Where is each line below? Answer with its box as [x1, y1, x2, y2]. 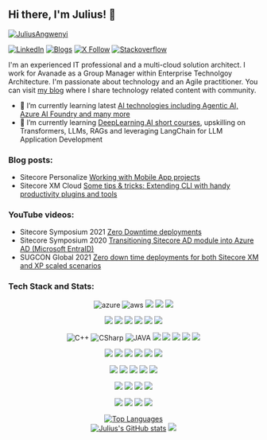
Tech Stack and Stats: [8, 281, 95, 292]
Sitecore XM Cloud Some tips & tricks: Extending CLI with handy [19, 181, 230, 191]
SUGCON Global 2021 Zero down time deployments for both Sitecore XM [19, 252, 259, 263]
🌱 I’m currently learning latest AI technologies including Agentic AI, [19, 100, 238, 110]
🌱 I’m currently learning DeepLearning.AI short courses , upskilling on [19, 117, 246, 127]
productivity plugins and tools [19, 189, 118, 199]
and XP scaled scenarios [19, 261, 102, 271]
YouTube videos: [8, 209, 75, 220]
